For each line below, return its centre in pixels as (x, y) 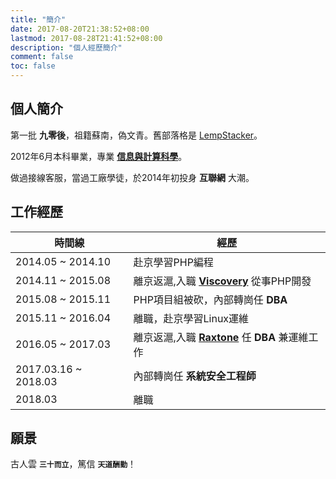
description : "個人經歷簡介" (66, 47)
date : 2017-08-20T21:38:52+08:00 (80, 29)
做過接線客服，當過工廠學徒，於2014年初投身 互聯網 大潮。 (132, 177)
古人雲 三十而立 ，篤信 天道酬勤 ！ (73, 464)
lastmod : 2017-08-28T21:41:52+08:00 (86, 38)
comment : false (42, 57)
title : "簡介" (38, 19)
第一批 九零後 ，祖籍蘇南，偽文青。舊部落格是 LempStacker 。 (136, 135)
